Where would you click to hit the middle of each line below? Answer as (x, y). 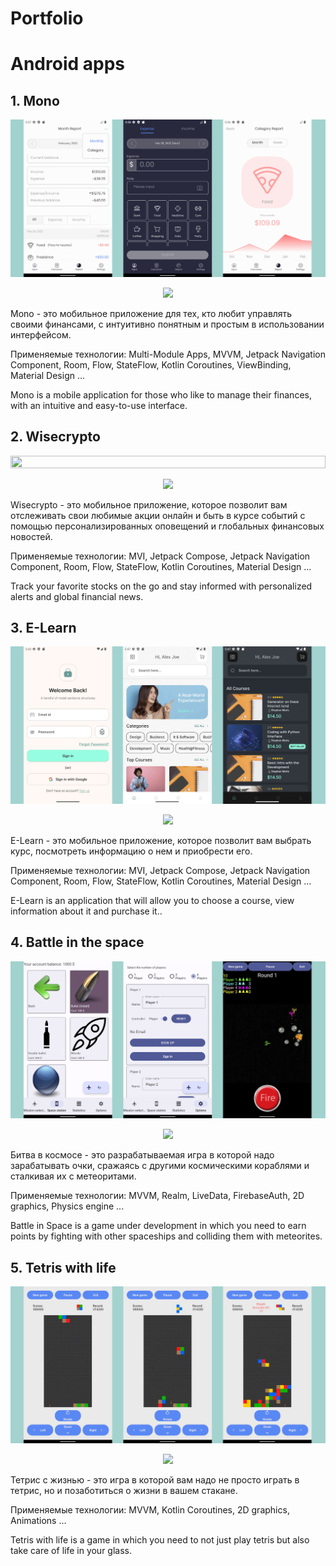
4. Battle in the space (77, 942)
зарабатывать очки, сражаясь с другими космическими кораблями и (160, 1166)
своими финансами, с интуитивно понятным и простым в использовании (167, 324)
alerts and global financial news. (77, 596)
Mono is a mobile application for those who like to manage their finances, (161, 394)
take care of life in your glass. (71, 1551)
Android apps (67, 64)
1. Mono (35, 100)
